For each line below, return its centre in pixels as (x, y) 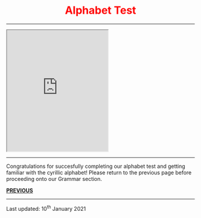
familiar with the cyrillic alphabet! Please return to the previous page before (99, 172)
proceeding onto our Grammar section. (54, 179)
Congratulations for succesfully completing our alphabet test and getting (96, 166)
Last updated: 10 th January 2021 (46, 208)
